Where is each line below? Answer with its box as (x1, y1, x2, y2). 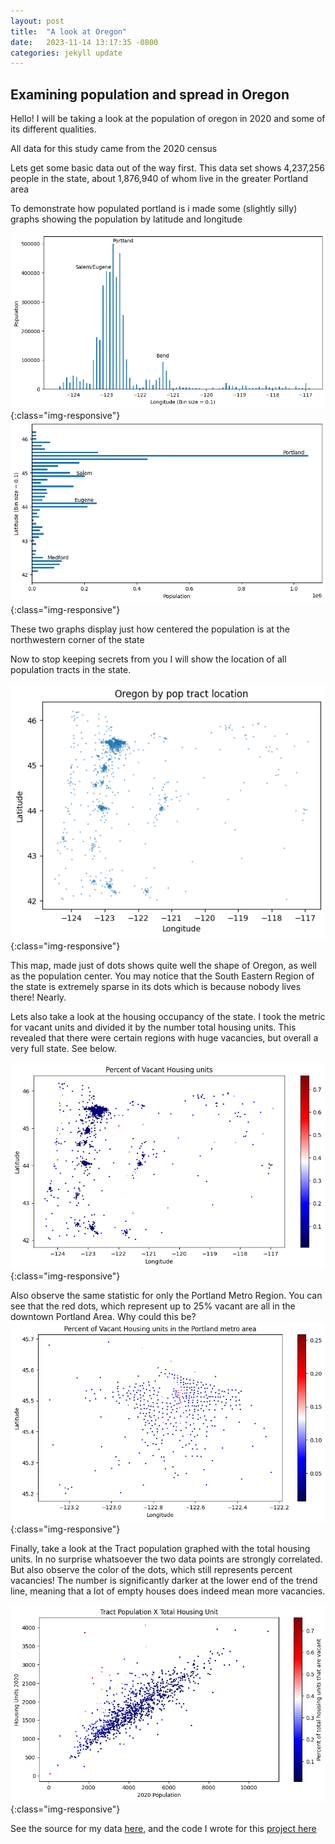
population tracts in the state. (10, 663, 132, 675)
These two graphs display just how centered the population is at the (10, 623, 290, 635)
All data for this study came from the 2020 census (10, 143, 218, 155)
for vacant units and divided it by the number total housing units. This (10, 1021, 297, 1033)
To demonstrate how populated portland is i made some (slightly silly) (10, 203, 298, 215)
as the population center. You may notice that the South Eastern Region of (10, 970, 315, 982)
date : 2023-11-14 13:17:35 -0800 (10, 37, 159, 47)
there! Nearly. (10, 991, 67, 1003)
